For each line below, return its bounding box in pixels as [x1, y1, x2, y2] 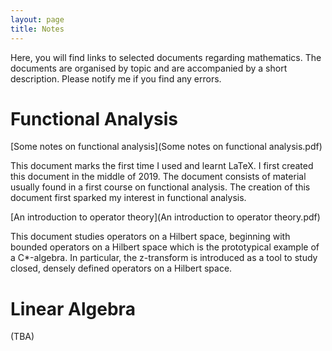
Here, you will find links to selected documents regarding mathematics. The [10, 51, 322, 63]
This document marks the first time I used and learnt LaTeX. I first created [10, 160, 314, 172]
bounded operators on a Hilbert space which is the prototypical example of [10, 241, 320, 253]
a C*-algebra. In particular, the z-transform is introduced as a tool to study [10, 252, 318, 264]
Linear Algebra [10, 297, 136, 320]
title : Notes [10, 24, 65, 34]
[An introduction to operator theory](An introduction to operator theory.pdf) [10, 211, 321, 223]
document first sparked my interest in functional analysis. [10, 192, 247, 204]
